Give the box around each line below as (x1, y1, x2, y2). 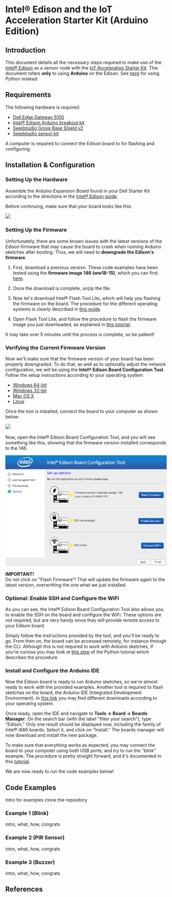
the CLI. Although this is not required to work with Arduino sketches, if (5, 643, 154, 649)
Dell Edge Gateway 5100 (12, 114, 64, 120)
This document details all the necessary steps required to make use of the (5, 59, 162, 65)
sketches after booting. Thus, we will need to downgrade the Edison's (5, 249, 155, 255)
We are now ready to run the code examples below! (5, 768, 114, 774)
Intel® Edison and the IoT (5, 4, 113, 15)
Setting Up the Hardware (5, 176, 68, 183)
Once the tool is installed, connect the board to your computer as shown (5, 409, 158, 415)
